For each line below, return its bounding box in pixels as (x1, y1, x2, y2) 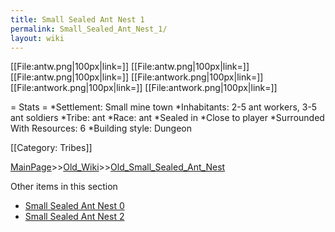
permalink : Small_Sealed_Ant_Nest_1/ (10, 24, 168, 34)
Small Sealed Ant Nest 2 (24, 211, 125, 223)
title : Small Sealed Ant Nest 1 (10, 14, 145, 25)
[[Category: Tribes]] (10, 142, 93, 154)
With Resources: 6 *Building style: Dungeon (10, 122, 192, 135)
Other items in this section (10, 181, 118, 193)
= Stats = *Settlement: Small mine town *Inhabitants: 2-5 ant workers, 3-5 (10, 101, 318, 113)
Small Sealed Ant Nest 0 (24, 200, 125, 212)
